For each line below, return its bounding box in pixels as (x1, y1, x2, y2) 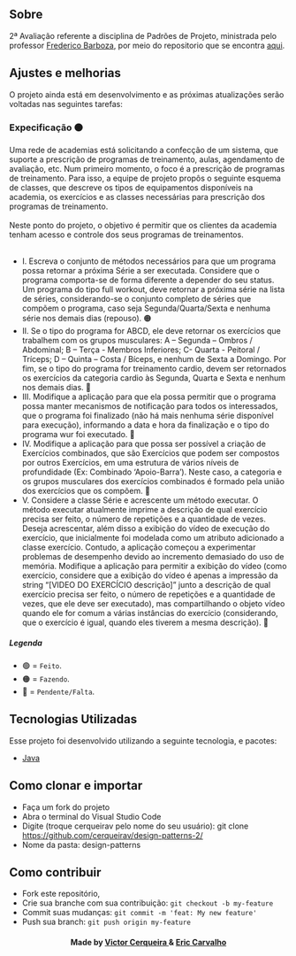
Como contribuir (9, 865, 102, 880)
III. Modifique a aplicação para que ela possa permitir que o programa (21, 391, 277, 402)
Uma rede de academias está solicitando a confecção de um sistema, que (9, 144, 278, 155)
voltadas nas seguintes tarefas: (9, 98, 124, 109)
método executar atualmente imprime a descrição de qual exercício (21, 504, 268, 514)
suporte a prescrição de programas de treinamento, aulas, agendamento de (9, 154, 285, 165)
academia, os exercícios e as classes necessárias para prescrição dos (9, 191, 265, 202)
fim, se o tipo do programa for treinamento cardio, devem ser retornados (21, 363, 287, 374)
